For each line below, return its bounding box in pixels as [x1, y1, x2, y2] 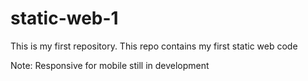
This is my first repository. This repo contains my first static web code [10, 40, 298, 52]
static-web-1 [10, 7, 119, 30]
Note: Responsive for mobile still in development [10, 59, 210, 71]
